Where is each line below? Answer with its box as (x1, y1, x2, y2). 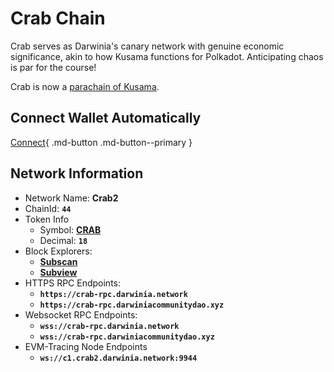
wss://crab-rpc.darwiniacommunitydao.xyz (39, 332, 215, 342)
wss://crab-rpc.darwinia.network (39, 321, 180, 331)
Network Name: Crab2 (24, 192, 119, 204)
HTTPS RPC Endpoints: (24, 277, 122, 289)
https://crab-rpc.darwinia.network (39, 289, 188, 299)
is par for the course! (10, 61, 97, 73)
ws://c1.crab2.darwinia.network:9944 (39, 353, 198, 363)
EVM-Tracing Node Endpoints (24, 340, 148, 352)
